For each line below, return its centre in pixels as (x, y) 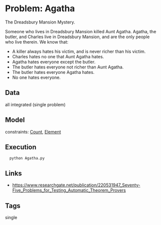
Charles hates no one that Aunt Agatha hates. (58, 56)
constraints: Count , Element (33, 132)
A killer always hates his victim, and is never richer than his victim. (79, 51)
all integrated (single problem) (35, 104)
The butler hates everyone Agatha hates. (53, 72)
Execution (21, 147)
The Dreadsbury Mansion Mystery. (40, 22)
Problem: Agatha (40, 9)
